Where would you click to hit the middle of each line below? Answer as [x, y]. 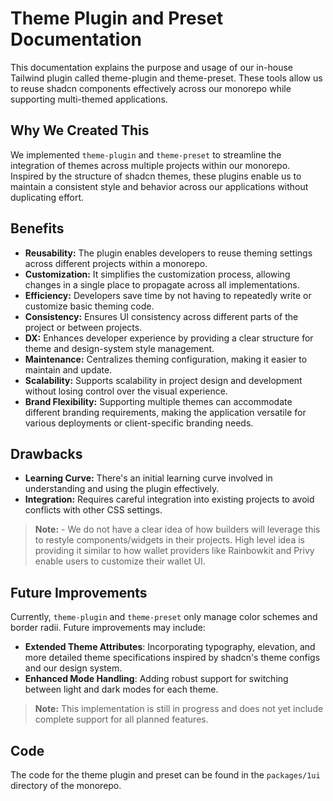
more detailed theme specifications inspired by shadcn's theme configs [172, 658]
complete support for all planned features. [121, 719]
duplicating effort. [47, 197]
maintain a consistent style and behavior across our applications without [159, 186]
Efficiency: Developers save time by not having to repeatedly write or [168, 295]
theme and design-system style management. [119, 348]
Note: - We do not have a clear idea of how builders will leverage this [177, 529]
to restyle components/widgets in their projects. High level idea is [169, 540]
